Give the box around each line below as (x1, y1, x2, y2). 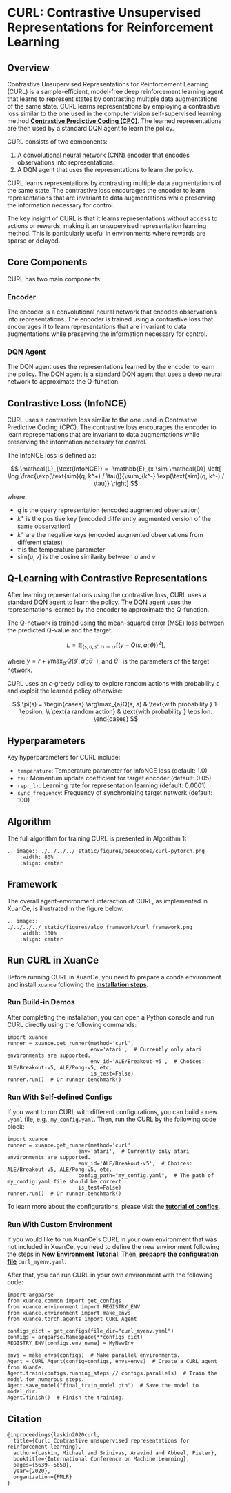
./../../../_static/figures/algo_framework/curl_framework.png (7, 923, 193, 930)
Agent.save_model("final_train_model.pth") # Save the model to (7, 1382, 199, 1389)
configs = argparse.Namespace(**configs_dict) (7, 1334, 143, 1341)
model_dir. (7, 1388, 39, 1396)
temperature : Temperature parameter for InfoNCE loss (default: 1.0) (17, 767, 208, 775)
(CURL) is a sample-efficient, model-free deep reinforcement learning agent (7, 88, 223, 95)
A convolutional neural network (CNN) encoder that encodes (17, 151, 190, 159)
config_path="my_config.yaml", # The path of (78, 1172, 214, 1179)
